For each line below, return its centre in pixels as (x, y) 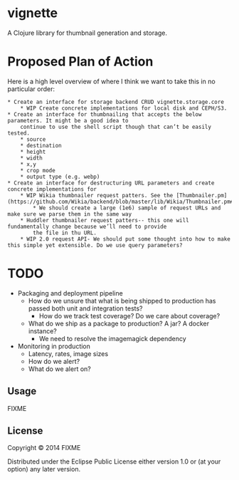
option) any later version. (44, 469)
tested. (19, 133)
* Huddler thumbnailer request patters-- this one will (105, 220)
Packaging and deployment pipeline (70, 293)
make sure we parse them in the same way (70, 214)
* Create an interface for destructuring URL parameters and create (111, 183)
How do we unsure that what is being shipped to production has (122, 301)
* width (31, 158)
